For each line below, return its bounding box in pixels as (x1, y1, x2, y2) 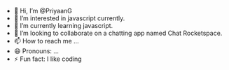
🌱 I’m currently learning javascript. (13, 22, 113, 29)
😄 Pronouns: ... (13, 47, 60, 55)
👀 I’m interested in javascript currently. (13, 14, 125, 22)
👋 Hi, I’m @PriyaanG (13, 7, 72, 15)
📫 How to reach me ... (13, 37, 79, 45)
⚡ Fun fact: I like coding (13, 55, 82, 63)
